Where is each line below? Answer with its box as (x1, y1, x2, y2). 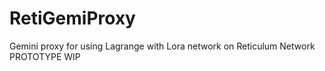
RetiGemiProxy (9, 7, 136, 30)
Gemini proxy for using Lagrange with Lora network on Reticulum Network (9, 40, 316, 52)
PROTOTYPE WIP (9, 50, 81, 62)
